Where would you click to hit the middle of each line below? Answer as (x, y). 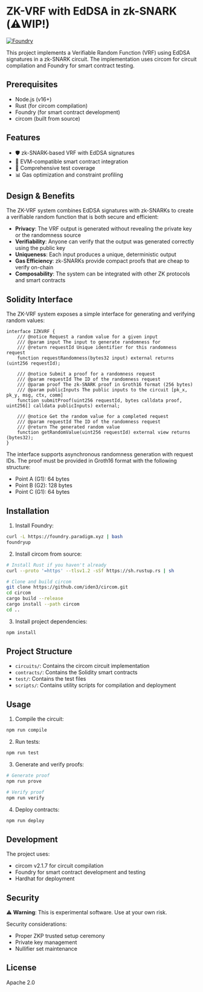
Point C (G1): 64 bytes (42, 492)
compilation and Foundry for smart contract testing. (70, 66)
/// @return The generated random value (69, 427)
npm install (21, 632)
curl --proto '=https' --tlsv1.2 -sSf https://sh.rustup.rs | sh (90, 571)
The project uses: (28, 854)
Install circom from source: (48, 554)
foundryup (19, 542)
